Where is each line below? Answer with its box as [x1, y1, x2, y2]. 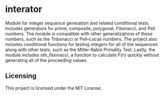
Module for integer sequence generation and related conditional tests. [5, 20, 150, 26]
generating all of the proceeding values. [5, 57, 88, 63]
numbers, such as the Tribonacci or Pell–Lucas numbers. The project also [5, 36, 157, 42]
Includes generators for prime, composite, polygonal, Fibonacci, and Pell [5, 25, 155, 31]
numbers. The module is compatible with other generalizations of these [5, 30, 153, 36]
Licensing [5, 71, 37, 80]
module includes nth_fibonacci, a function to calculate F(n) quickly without [5, 51, 159, 58]
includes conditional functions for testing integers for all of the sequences [5, 41, 158, 47]
